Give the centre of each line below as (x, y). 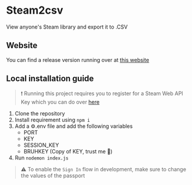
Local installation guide (50, 79)
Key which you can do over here (60, 102)
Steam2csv (35, 10)
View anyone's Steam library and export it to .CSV (67, 27)
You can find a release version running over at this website (78, 59)
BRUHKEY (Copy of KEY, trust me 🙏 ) (68, 151)
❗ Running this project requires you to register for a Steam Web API (102, 93)
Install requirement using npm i (52, 120)
